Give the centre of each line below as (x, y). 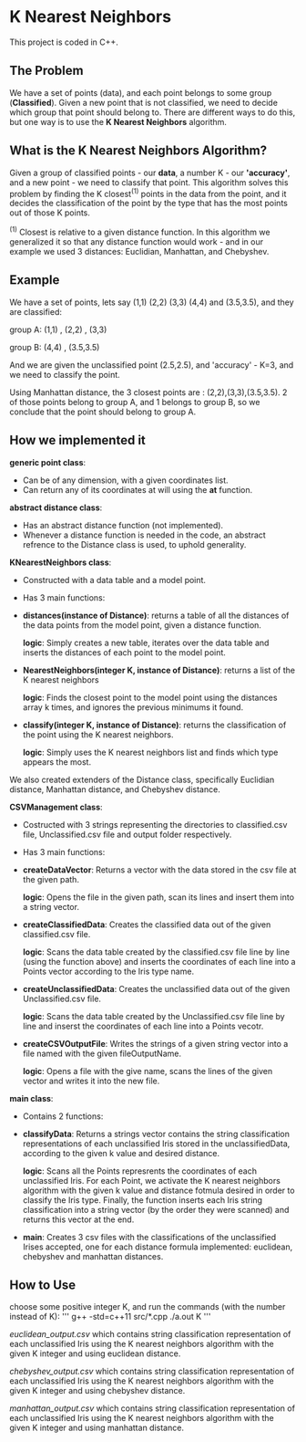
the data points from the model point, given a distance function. (142, 625)
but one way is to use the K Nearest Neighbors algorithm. (118, 121)
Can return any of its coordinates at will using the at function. (138, 489)
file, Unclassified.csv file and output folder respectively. (127, 834)
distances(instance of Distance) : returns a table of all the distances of (156, 615)
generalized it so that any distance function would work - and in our (137, 241)
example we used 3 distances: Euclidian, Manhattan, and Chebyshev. (139, 251)
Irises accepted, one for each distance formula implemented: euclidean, (158, 1247)
